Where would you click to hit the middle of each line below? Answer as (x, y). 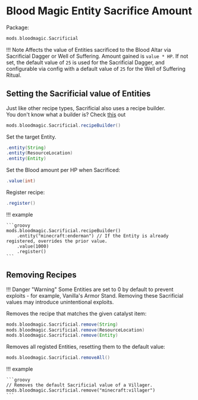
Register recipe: (26, 192)
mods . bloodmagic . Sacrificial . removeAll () (58, 358)
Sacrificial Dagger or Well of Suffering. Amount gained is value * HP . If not (97, 56)
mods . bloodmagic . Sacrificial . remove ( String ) (62, 324)
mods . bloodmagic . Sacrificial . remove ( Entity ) (62, 335)
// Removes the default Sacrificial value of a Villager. (79, 385)
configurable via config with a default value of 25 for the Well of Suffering (96, 68)
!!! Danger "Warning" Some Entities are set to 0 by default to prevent (90, 289)
